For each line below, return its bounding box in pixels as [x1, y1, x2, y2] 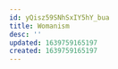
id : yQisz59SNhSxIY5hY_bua [9, 13, 110, 22]
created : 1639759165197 [9, 47, 98, 56]
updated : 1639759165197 [9, 38, 98, 47]
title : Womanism [9, 22, 70, 30]
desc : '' [9, 30, 42, 39]
